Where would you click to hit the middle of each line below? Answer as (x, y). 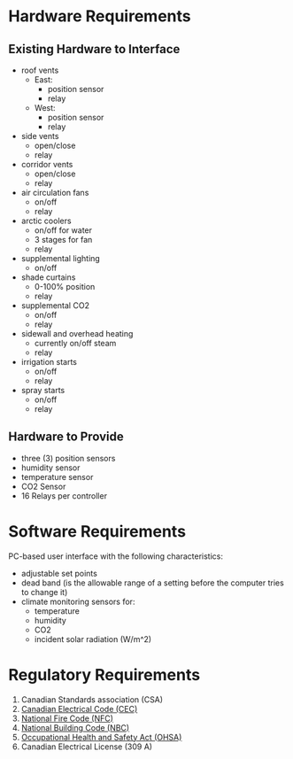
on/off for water (63, 230)
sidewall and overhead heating (77, 333)
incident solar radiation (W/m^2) (93, 639)
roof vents (40, 70)
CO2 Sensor (43, 486)
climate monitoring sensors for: (78, 601)
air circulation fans (55, 193)
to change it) (44, 592)
